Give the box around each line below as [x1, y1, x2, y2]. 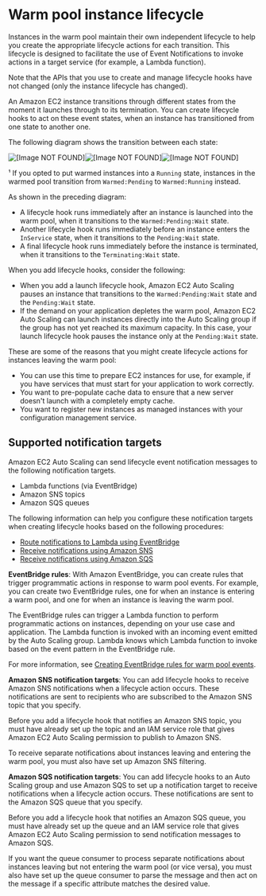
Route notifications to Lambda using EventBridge [19, 537, 180, 547]
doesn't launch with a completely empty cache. [19, 395, 175, 405]
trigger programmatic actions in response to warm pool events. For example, [8, 578, 259, 587]
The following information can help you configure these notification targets [8, 513, 253, 523]
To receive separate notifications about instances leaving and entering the [8, 748, 252, 758]
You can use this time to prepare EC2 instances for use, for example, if [19, 370, 252, 380]
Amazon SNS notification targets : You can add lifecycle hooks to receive [8, 675, 249, 684]
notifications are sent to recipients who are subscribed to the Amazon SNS [8, 691, 253, 701]
